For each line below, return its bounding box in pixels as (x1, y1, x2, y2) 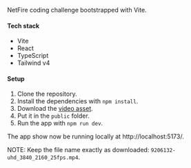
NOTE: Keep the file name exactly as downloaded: (7, 146, 150, 154)
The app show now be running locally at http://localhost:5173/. (7, 132, 184, 140)
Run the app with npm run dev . (17, 119, 103, 127)
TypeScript (17, 52, 49, 60)
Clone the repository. (17, 90, 77, 98)
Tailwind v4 (17, 59, 50, 67)
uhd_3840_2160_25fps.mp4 (7, 154, 79, 161)
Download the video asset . (17, 105, 93, 113)
